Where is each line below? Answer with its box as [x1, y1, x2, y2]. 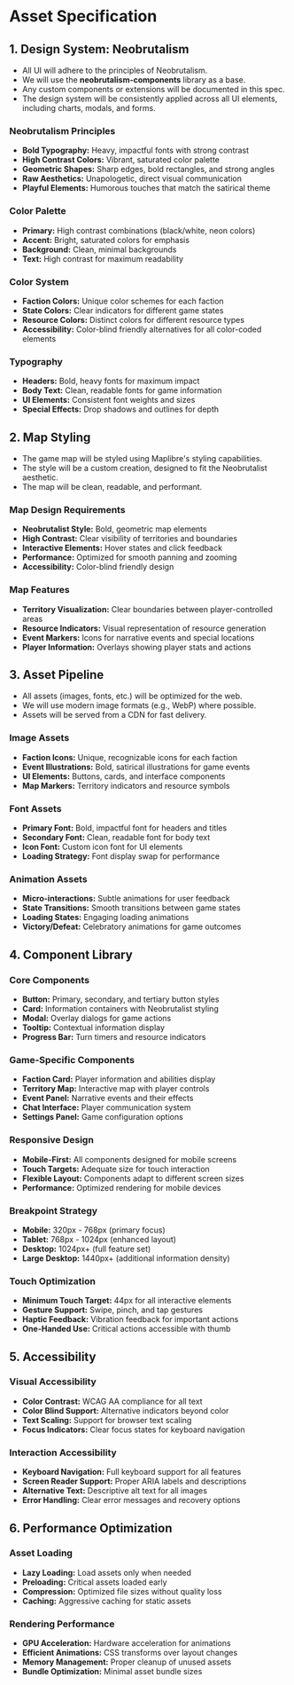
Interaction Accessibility [9, 1446, 117, 1459]
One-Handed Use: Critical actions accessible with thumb [21, 1324, 231, 1335]
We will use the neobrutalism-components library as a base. [21, 75, 246, 85]
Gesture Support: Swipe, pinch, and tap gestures [21, 1304, 204, 1315]
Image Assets [9, 732, 70, 744]
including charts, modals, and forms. [21, 103, 157, 113]
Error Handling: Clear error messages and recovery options [21, 1495, 241, 1506]
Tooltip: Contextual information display [21, 1022, 166, 1033]
